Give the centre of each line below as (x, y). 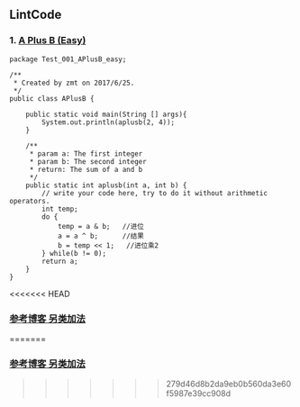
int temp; (60, 209)
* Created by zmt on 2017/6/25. (74, 83)
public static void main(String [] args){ (106, 114)
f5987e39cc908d (199, 393)
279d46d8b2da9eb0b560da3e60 (229, 384)
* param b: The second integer (88, 161)
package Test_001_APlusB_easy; (68, 59)
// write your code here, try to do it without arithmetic (155, 193)
